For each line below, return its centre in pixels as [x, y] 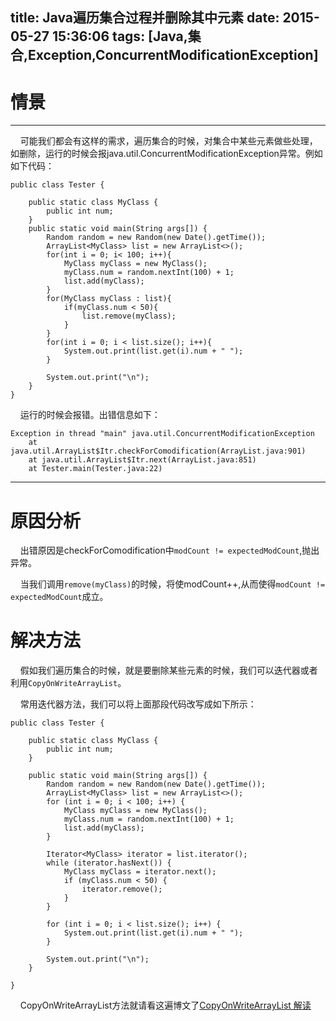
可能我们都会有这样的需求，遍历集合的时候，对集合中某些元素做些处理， [168, 141]
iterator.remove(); [122, 889]
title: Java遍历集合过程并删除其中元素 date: [145, 18]
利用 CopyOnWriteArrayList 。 [68, 683]
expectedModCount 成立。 [59, 597]
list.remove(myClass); [129, 316]
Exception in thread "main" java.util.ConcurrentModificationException [162, 434]
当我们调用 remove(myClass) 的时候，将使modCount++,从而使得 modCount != [172, 584]
